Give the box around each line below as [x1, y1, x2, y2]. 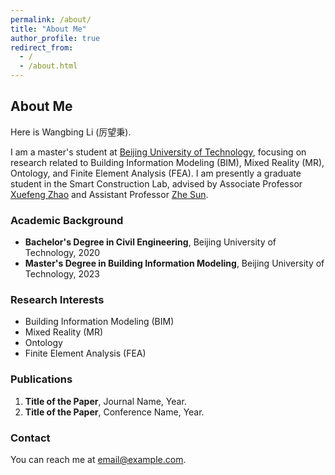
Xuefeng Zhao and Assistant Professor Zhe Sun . [10, 188, 209, 200]
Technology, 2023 [24, 268, 100, 280]
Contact [10, 431, 51, 445]
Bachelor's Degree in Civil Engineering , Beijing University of [24, 236, 277, 248]
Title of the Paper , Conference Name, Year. [24, 406, 205, 418]
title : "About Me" [10, 24, 87, 34]
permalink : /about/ [10, 14, 92, 25]
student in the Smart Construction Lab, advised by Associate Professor [10, 177, 303, 190]
